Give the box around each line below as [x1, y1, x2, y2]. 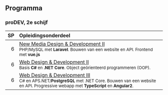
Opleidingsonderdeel [19, 32, 70, 39]
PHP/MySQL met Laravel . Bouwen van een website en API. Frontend [19, 46, 153, 52]
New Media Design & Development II [19, 40, 105, 47]
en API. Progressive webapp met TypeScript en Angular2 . [19, 82, 134, 88]
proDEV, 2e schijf [5, 19, 48, 26]
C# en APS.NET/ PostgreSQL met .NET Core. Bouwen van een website [19, 77, 156, 83]
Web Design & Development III [19, 71, 90, 78]
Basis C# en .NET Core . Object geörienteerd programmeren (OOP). [19, 64, 151, 70]
